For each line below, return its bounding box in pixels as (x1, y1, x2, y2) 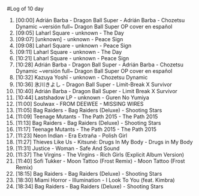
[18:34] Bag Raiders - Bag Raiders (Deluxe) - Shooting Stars (15, 183, 164, 190)
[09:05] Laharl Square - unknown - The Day (15, 29, 125, 36)
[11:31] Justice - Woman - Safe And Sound (15, 145, 120, 152)
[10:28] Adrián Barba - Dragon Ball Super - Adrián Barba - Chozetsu (15, 61, 183, 68)
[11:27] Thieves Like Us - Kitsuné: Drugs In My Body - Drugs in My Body (15, 139, 194, 145)
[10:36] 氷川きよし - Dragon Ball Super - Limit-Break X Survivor (15, 81, 173, 88)
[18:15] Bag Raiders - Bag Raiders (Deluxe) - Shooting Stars (15, 170, 162, 177)
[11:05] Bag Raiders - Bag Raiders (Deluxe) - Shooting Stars (15, 107, 162, 114)
